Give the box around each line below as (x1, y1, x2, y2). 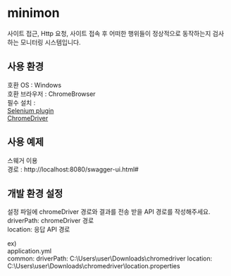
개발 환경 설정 (7, 187, 63, 199)
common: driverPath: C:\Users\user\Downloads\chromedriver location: (7, 254, 213, 263)
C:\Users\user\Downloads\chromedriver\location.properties (7, 262, 181, 270)
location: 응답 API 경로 (7, 225, 70, 234)
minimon (7, 5, 60, 21)
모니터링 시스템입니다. (20, 37, 81, 47)
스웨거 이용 (7, 156, 38, 164)
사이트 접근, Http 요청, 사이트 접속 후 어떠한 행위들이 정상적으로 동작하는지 (7, 29, 211, 37)
